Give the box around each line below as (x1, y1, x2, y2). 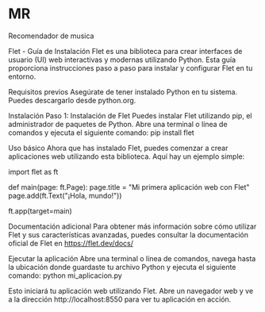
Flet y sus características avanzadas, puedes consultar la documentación (8, 229, 248, 239)
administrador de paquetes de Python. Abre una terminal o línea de (8, 119, 228, 129)
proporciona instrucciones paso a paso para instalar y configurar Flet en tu (8, 63, 253, 72)
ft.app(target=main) (8, 206, 73, 215)
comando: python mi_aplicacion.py (8, 271, 123, 280)
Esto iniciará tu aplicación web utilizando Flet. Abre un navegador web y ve (8, 286, 254, 295)
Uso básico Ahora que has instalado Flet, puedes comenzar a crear (8, 143, 229, 152)
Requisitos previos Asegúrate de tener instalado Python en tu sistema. (8, 87, 238, 96)
